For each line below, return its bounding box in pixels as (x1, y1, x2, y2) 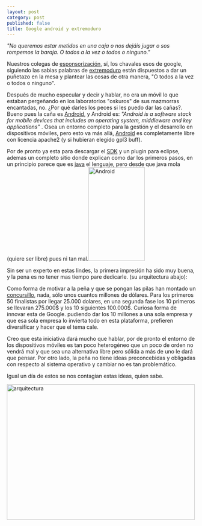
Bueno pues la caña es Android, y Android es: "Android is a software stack (7, 110, 192, 118)
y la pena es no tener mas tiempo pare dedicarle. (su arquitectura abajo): (7, 273, 188, 280)
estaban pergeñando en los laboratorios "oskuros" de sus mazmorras (7, 98, 180, 105)
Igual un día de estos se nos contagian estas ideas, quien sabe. (7, 372, 164, 380)
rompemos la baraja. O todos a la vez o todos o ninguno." (7, 49, 151, 56)
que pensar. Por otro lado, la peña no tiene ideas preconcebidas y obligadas (7, 354, 196, 362)
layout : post (7, 8, 40, 15)
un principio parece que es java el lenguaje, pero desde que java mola (7, 160, 180, 168)
